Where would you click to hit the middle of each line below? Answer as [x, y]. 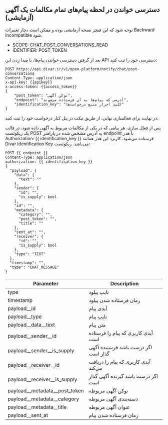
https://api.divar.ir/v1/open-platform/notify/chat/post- [78, 69]
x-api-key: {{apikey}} [29, 82]
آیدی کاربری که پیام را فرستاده [121, 333]
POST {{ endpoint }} [27, 153]
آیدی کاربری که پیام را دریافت [120, 362]
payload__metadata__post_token [46, 390]
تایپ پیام [98, 316]
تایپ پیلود [99, 292]
